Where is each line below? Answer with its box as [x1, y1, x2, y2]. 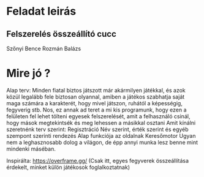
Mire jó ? [6, 66, 51, 80]
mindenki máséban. [6, 145, 56, 153]
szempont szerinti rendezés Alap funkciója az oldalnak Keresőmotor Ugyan [6, 132, 196, 139]
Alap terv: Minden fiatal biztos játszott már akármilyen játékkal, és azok [6, 86, 186, 94]
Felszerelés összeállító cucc [6, 29, 116, 39]
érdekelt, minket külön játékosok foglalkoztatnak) [6, 164, 130, 171]
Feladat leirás [6, 4, 77, 18]
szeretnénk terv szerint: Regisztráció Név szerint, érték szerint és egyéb [6, 126, 189, 133]
